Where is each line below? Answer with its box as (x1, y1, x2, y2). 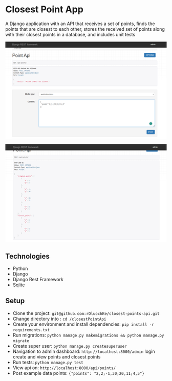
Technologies (5, 252, 50, 261)
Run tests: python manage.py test (12, 359, 83, 365)
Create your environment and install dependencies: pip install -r (12, 321, 155, 327)
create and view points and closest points (12, 353, 101, 359)
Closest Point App (5, 4, 83, 15)
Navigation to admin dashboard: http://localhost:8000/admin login (12, 348, 155, 354)
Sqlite (12, 282, 25, 288)
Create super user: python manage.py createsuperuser (12, 343, 127, 349)
